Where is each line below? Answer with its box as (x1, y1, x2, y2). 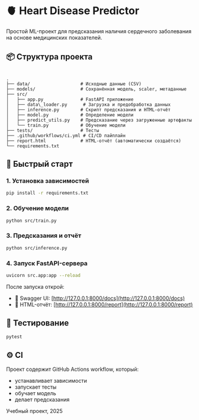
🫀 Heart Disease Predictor (6, 4, 140, 18)
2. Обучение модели (6, 204, 69, 212)
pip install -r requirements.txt (6, 190, 89, 196)
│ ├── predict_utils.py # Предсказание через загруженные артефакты (6, 117, 192, 123)
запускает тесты (14, 383, 57, 390)
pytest (6, 334, 23, 340)
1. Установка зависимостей (6, 177, 89, 185)
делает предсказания (14, 396, 70, 403)
